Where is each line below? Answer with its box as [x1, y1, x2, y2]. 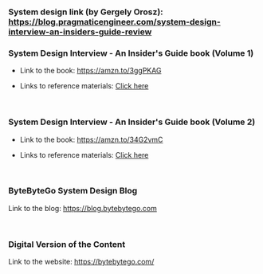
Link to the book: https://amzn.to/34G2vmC [19, 135, 163, 144]
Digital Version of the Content [8, 238, 126, 249]
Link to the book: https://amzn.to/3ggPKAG [19, 66, 162, 76]
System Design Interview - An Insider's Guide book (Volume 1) [8, 47, 254, 58]
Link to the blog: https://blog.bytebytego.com [8, 203, 157, 213]
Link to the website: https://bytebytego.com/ [8, 257, 155, 267]
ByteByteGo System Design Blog [8, 186, 138, 197]
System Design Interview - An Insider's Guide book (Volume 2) [8, 116, 256, 127]
